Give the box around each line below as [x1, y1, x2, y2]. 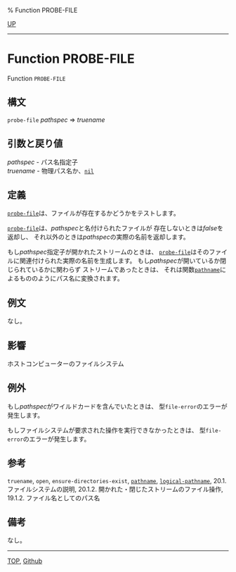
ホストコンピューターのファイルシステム [7, 359, 124, 368]
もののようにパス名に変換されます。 [19, 274, 124, 282]
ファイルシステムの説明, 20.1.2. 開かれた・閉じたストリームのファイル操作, [7, 485, 223, 493]
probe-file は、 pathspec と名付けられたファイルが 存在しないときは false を [7, 224, 223, 232]
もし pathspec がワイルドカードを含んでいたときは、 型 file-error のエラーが [7, 402, 228, 411]
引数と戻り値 [7, 137, 63, 150]
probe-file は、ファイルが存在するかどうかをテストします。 [7, 209, 181, 218]
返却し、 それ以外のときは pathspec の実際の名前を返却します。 [7, 232, 190, 242]
